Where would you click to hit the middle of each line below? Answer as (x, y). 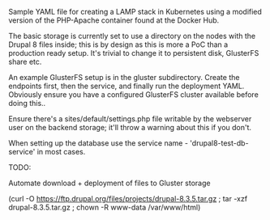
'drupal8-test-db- (219, 143)
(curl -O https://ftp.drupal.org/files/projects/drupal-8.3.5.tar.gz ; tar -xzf (128, 199)
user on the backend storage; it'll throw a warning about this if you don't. (130, 127)
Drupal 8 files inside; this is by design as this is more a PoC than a (118, 44)
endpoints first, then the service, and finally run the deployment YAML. (126, 86)
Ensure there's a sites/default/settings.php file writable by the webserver (130, 119)
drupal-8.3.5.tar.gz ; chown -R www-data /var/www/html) (105, 207)
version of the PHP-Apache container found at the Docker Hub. (114, 20)
